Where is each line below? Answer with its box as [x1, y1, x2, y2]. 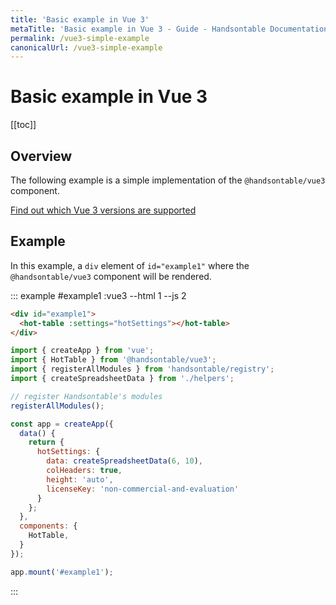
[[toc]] [10, 119, 37, 131]
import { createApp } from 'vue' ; [10, 346, 155, 356]
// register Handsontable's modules [10, 391, 163, 401]
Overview [10, 147, 73, 165]
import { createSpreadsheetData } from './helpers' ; [10, 374, 235, 384]
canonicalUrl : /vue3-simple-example [10, 42, 163, 53]
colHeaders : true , [46, 466, 123, 476]
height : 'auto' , [46, 474, 114, 485]
